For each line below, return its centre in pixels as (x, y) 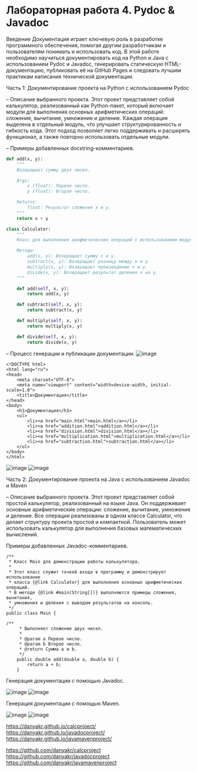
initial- (161, 385)
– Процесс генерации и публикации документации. (70, 353)
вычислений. (22, 534)
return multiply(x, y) (55, 326)
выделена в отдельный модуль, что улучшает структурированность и (94, 124)
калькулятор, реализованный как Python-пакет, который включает (90, 105)
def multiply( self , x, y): (50, 321)
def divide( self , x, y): (47, 337)
